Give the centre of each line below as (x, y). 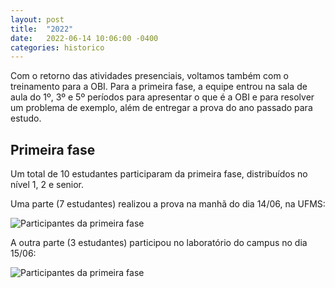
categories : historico (57, 47)
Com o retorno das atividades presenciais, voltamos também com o (150, 76)
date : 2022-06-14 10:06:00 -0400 (84, 38)
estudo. (26, 118)
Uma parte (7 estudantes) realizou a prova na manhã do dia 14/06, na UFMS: (168, 204)
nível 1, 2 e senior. (47, 185)
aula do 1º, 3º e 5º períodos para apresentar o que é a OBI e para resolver (162, 97)
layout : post (37, 19)
